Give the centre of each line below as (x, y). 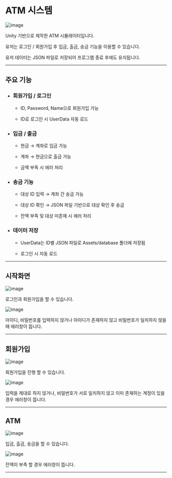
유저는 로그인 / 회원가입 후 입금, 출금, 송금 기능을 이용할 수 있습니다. (73, 46)
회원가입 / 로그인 (32, 96)
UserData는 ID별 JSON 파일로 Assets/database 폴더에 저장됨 (83, 243)
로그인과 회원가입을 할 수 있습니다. (39, 299)
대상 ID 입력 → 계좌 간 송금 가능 (52, 194)
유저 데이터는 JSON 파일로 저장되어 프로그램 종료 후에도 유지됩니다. (73, 57)
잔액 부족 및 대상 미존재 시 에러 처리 (56, 216)
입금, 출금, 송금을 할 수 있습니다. (37, 444)
